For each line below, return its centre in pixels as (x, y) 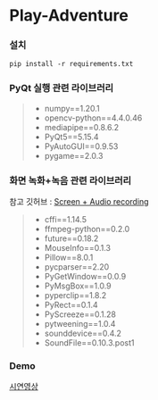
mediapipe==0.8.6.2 (82, 127)
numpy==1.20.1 (72, 108)
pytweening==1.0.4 (80, 324)
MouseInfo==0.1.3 (78, 248)
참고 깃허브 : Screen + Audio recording (79, 202)
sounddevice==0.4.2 (83, 333)
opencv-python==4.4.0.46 (93, 118)
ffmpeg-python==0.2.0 (87, 229)
